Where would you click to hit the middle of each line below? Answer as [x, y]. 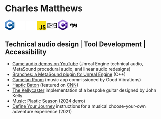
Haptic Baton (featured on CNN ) [45, 85]
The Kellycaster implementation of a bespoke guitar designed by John [84, 90]
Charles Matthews [44, 9]
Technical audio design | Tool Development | [75, 44]
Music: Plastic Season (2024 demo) [49, 101]
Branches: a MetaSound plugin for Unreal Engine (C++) [69, 74]
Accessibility [26, 52]
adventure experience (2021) [42, 111]
